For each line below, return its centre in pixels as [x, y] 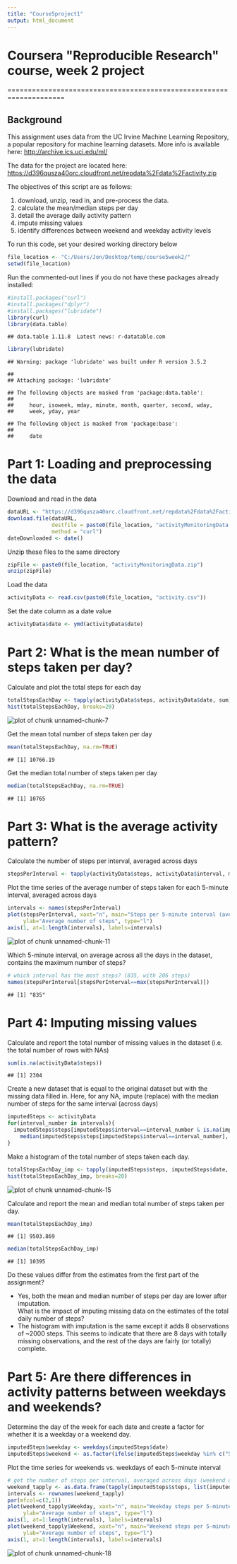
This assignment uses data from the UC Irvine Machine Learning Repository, [118, 137]
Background [35, 120]
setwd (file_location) [39, 264]
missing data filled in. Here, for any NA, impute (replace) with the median [113, 1096]
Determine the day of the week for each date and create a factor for [106, 1427]
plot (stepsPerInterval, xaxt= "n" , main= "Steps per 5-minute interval [112, 915]
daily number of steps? [51, 1319]
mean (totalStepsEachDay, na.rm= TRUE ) [63, 747]
